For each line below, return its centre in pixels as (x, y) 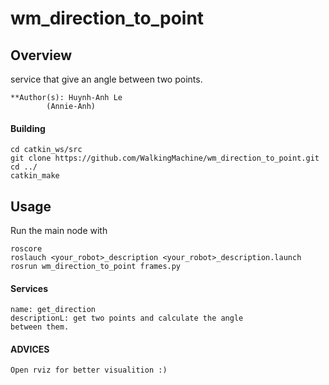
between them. (40, 327)
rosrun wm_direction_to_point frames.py (96, 267)
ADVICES (30, 349)
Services (29, 288)
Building (28, 128)
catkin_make (35, 176)
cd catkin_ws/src (46, 150)
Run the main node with (59, 231)
